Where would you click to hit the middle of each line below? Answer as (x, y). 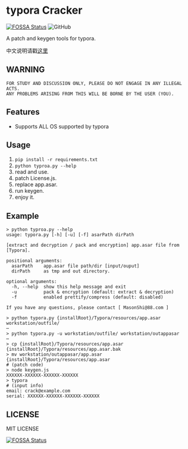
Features (23, 112)
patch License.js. (36, 178)
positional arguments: (34, 261)
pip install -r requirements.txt (56, 160)
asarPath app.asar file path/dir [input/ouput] (76, 266)
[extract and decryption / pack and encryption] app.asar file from (93, 245)
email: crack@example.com (38, 391)
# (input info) (25, 386)
